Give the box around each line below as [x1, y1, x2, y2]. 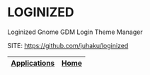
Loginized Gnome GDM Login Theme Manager [7, 28, 143, 36]
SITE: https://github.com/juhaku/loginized [7, 41, 129, 50]
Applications [11, 58, 55, 68]
